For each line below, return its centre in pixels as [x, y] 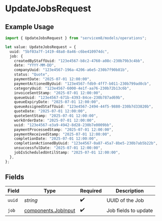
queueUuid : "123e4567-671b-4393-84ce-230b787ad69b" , [69, 97]
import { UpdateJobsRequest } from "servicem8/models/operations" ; [76, 38]
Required [91, 191]
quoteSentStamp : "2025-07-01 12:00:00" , [56, 116]
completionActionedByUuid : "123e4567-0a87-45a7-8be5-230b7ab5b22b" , [86, 144]
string [31, 200]
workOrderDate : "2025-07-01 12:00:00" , [55, 120]
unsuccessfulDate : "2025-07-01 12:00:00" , [58, 148]
